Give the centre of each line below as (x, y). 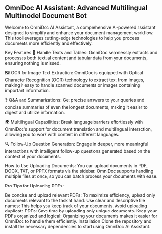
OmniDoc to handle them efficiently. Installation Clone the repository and (78, 221)
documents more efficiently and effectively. (49, 43)
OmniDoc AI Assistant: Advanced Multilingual (76, 8)
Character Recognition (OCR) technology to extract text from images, (75, 80)
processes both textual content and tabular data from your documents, (76, 58)
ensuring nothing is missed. (33, 63)
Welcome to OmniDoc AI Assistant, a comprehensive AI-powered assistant (80, 27)
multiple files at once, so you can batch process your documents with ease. (81, 176)
